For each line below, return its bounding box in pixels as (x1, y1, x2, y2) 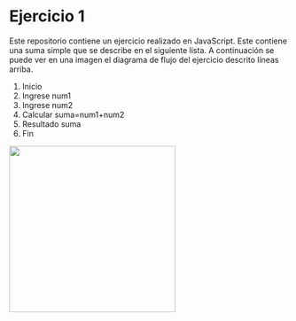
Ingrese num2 (21, 99, 74, 110)
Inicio (21, 81, 43, 91)
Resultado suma (21, 118, 82, 129)
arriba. (9, 64, 34, 74)
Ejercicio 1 (9, 6, 85, 27)
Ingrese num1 (21, 90, 72, 101)
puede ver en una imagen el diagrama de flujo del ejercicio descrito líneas (9, 54, 279, 65)
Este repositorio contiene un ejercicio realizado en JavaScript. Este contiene (9, 35, 288, 46)
